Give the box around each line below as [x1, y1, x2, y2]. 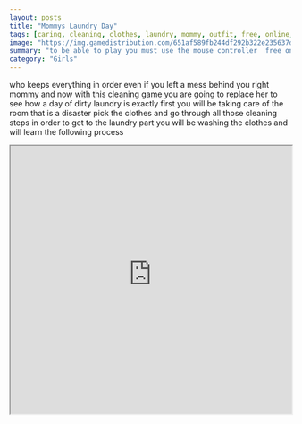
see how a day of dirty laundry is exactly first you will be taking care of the [9, 98, 284, 108]
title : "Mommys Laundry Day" [9, 21, 118, 30]
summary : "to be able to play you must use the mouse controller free [9, 47, 281, 55]
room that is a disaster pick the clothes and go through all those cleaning [9, 108, 278, 118]
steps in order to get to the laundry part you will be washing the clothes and [9, 117, 289, 128]
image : [9, 38, 34, 47]
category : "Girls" [9, 55, 78, 64]
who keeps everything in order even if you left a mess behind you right [9, 80, 270, 89]
